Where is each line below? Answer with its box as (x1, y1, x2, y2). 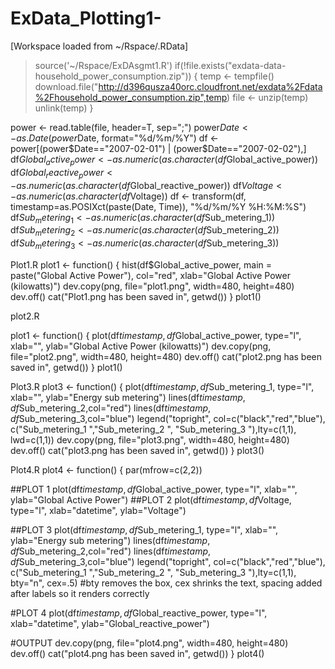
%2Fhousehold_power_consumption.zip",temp (34, 91, 228, 103)
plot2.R (10, 310, 40, 322)
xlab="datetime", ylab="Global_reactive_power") (10, 617, 210, 629)
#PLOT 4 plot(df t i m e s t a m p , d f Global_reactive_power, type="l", (10, 607, 268, 619)
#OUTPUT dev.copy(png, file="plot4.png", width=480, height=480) (10, 637, 289, 649)
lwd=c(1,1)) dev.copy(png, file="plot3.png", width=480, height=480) (10, 433, 290, 446)
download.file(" (34, 80, 99, 92)
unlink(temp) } (34, 102, 94, 114)
